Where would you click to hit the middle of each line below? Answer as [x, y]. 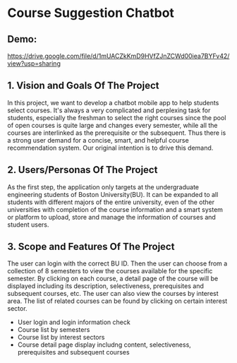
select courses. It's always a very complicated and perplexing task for [109, 110]
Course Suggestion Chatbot [91, 13]
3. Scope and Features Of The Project [91, 247]
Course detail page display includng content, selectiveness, [104, 345]
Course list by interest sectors [61, 338]
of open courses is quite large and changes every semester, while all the [113, 125]
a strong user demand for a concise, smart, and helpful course [98, 140]
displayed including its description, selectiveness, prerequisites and [106, 286]
